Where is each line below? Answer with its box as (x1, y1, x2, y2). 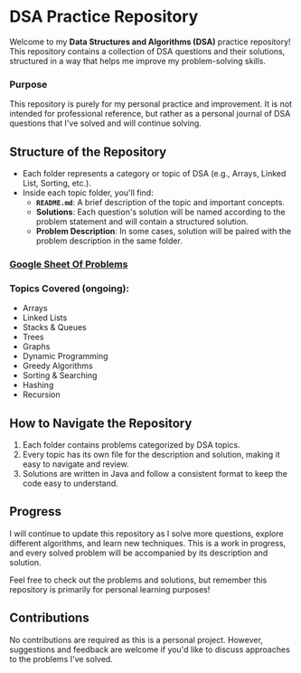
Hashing (22, 380, 54, 391)
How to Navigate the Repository (9, 415, 193, 431)
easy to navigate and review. (22, 459, 129, 469)
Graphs (22, 341, 51, 352)
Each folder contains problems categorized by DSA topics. (22, 440, 241, 450)
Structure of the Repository (9, 144, 167, 159)
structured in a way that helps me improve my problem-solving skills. (9, 55, 267, 66)
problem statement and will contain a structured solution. (35, 216, 249, 227)
